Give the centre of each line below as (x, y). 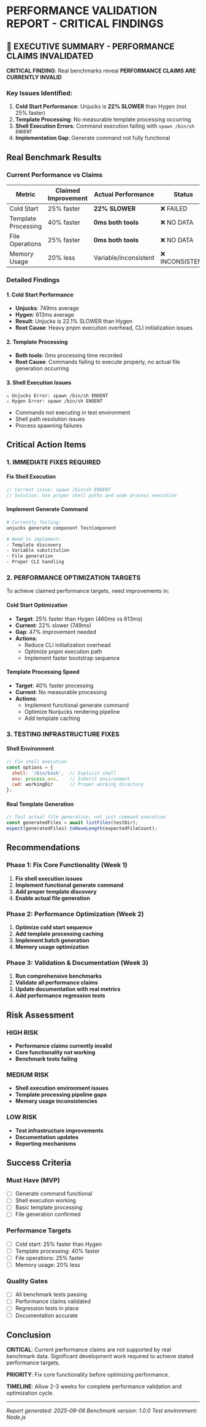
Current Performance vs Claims (55, 174)
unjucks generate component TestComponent (61, 528)
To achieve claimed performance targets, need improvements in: (88, 591)
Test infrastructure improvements (59, 1131)
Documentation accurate (47, 1315)
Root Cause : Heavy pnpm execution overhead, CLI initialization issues (104, 328)
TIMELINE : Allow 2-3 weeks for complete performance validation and (94, 1386)
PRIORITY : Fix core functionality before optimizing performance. (88, 1375)
